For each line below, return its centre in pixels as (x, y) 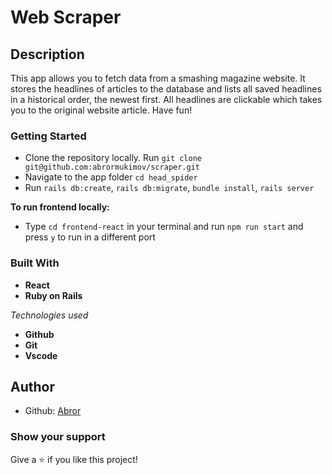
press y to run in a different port (90, 237)
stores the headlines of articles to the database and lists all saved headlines (166, 89)
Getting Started (48, 136)
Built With (35, 263)
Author (32, 386)
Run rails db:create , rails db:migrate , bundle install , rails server (169, 188)
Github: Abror (53, 411)
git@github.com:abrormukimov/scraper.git (112, 167)
